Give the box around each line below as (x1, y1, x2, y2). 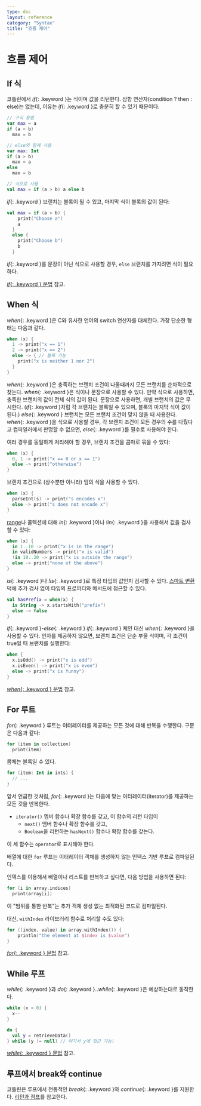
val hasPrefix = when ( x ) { (7, 597, 74, 603)
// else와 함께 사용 (7, 142, 52, 148)
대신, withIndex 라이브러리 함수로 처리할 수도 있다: (7, 915, 125, 922)
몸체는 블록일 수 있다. (7, 758, 56, 765)
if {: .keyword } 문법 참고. (7, 280, 66, 287)
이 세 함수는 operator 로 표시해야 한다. (7, 840, 95, 847)
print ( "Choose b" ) (17, 238, 63, 244)
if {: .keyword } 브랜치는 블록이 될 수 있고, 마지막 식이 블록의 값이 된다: (7, 198, 170, 205)
